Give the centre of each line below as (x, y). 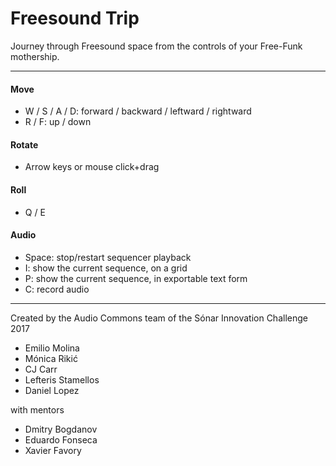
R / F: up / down (58, 122)
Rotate (24, 144)
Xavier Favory (53, 450)
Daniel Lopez (52, 390)
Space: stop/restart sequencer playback (108, 257)
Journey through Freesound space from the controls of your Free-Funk (156, 46)
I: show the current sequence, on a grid (106, 268)
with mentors (37, 409)
